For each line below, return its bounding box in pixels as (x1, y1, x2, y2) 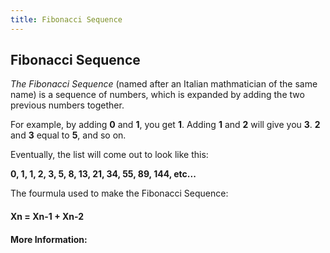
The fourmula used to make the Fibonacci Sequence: (10, 187, 229, 200)
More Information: (10, 233, 88, 245)
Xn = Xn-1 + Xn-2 (10, 211, 85, 223)
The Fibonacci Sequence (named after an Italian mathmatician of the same (10, 78, 318, 90)
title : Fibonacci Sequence (10, 14, 123, 25)
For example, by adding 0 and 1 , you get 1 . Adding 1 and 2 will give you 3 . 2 (10, 119, 321, 131)
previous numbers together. (10, 99, 125, 111)
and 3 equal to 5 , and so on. (10, 129, 127, 141)
